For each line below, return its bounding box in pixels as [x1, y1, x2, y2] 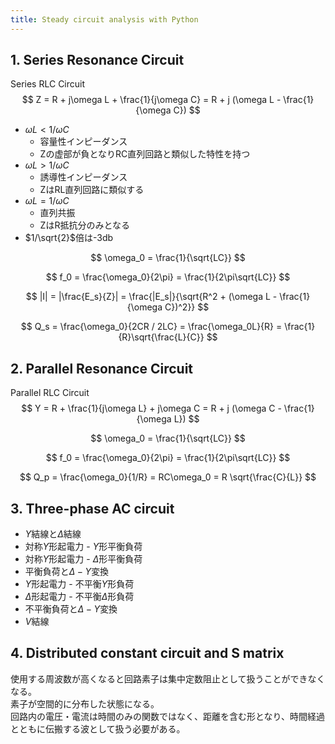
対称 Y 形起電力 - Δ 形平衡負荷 [24, 553, 143, 565]
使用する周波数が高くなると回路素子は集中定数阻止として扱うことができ [10, 672, 308, 685]
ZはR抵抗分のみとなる [39, 219, 130, 231]
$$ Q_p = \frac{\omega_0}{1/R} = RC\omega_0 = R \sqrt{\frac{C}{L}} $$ [19, 471, 317, 483]
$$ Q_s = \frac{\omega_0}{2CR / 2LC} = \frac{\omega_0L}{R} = [20, 321, 283, 333]
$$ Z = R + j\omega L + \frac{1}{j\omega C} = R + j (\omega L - [21, 94, 282, 106]
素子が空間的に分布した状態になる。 [10, 697, 160, 710]
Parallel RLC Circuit [10, 387, 90, 399]
